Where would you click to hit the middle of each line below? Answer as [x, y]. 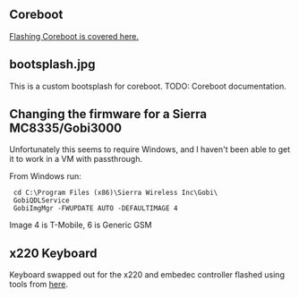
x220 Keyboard [53, 253]
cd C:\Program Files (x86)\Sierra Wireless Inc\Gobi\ [115, 193]
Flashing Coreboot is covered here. [74, 36]
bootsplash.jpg [52, 65]
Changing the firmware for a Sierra [108, 114]
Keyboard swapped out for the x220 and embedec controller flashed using [147, 275]
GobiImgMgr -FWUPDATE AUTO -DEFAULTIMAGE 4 [95, 209]
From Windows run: [46, 176]
